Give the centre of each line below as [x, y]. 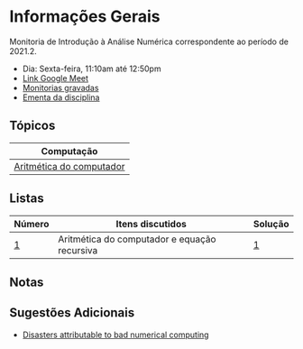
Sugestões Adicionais [72, 313]
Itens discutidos [151, 224]
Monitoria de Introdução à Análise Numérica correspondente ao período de [149, 41]
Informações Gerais [85, 17]
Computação [69, 151]
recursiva [78, 250]
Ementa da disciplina [61, 97]
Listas [27, 199]
